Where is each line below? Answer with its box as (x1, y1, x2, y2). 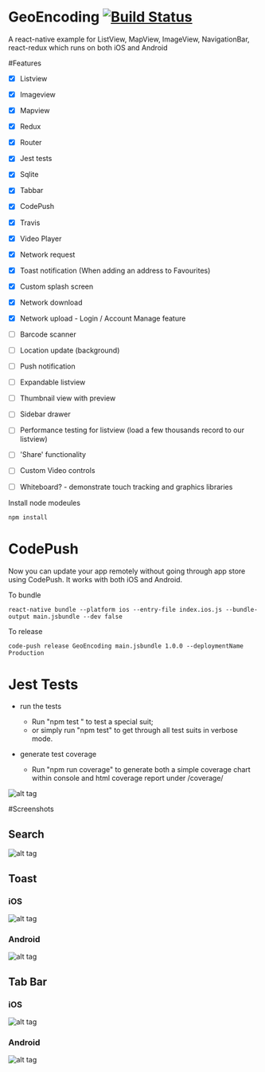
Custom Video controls (19, 466, 95, 475)
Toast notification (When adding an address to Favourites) (19, 266, 211, 275)
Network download (19, 298, 83, 307)
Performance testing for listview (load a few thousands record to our (19, 425, 245, 435)
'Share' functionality (19, 450, 86, 459)
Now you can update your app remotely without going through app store (8, 566, 246, 576)
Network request (19, 250, 76, 259)
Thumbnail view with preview (19, 393, 116, 403)
